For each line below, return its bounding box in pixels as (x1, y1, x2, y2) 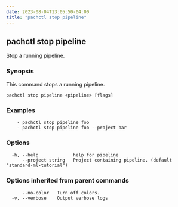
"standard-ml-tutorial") (6, 162, 68, 169)
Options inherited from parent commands (6, 177, 130, 185)
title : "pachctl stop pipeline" (6, 14, 87, 20)
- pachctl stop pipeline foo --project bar (17, 125, 127, 131)
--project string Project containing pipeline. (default (22, 157, 172, 163)
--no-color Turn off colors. (22, 190, 100, 196)
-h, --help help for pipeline (11, 152, 119, 158)
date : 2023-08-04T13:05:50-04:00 (6, 8, 90, 15)
